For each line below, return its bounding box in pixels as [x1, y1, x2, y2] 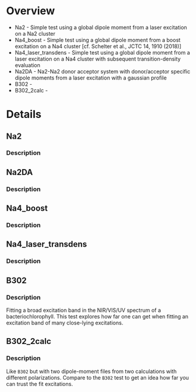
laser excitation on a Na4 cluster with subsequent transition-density [14, 55, 181, 62]
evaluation [14, 61, 40, 69]
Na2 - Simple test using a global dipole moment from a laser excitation [14, 24, 187, 31]
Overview [6, 4, 55, 18]
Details [6, 108, 42, 121]
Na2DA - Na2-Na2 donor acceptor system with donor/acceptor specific [14, 68, 191, 75]
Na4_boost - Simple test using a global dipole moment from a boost [14, 36, 181, 43]
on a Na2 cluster [14, 30, 56, 37]
